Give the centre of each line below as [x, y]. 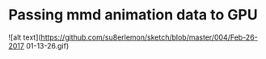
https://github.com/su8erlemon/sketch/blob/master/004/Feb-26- [150, 37]
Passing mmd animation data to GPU [133, 15]
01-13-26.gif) [47, 45]
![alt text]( [25, 37]
